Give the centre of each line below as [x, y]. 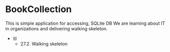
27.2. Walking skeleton [44, 43]
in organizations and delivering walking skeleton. [57, 28]
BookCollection [39, 9]
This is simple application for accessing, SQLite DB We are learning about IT [85, 23]
